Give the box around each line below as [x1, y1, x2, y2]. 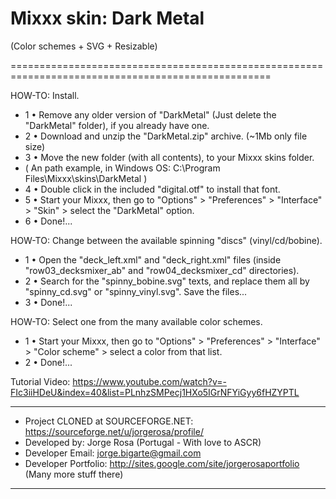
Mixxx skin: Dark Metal [10, 7, 205, 30]
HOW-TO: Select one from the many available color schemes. [10, 315, 263, 327]
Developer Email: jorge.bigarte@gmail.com [24, 447, 202, 459]
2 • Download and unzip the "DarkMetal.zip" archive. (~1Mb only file [24, 130, 308, 142]
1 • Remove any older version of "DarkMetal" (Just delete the [24, 108, 277, 121]
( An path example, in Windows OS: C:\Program [24, 162, 221, 174]
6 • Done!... [24, 215, 73, 227]
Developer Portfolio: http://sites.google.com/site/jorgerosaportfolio [24, 457, 300, 469]
